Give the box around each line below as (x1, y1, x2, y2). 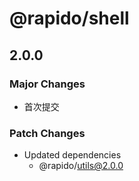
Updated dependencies (23, 149, 122, 161)
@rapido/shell (9, 7, 130, 30)
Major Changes (9, 77, 86, 91)
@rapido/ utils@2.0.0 (38, 160, 124, 172)
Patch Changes (9, 126, 86, 140)
